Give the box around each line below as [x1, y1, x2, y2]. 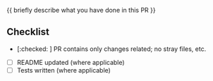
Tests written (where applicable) [16, 66, 111, 74]
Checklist [6, 26, 50, 38]
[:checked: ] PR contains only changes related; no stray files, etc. [16, 45, 207, 53]
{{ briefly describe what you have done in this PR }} [6, 6, 156, 14]
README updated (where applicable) [16, 58, 125, 66]
